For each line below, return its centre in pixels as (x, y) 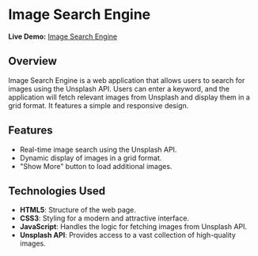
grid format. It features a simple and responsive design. (99, 105)
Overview (33, 61)
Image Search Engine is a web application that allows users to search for (127, 80)
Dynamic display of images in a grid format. (91, 158)
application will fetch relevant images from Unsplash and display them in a (129, 97)
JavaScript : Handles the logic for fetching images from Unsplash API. (133, 227)
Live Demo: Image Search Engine (63, 36)
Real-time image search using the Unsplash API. (98, 149)
